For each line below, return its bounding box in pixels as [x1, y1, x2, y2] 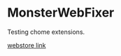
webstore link [7, 41, 47, 49]
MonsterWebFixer [7, 5, 115, 21]
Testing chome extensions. [7, 28, 85, 36]
